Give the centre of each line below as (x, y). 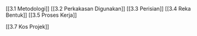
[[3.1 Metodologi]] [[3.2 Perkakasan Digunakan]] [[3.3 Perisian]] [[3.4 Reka (98, 9)
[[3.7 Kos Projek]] (27, 27)
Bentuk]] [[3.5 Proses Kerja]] (41, 15)
